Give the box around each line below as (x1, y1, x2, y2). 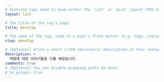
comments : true (5, 61, 36, 66)
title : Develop (5, 25, 36, 30)
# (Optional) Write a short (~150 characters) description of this (5, 47, 145, 52)
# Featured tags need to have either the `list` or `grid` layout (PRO (5, 7, 154, 12)
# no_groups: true (5, 70, 42, 75)
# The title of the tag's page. (5, 20, 71, 25)
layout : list (5, 12, 32, 17)
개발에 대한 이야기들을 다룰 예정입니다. (9, 56, 78, 61)
